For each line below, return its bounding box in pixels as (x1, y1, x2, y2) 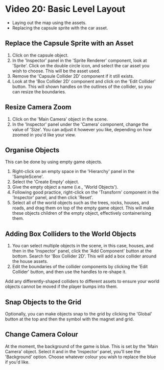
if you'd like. (5, 359, 30, 365)
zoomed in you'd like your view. (12, 132, 76, 138)
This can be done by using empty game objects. (5, 159, 103, 165)
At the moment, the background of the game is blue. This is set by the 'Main (5, 343, 158, 349)
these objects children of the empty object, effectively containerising (12, 210, 151, 216)
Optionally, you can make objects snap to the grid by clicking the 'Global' (5, 311, 153, 316)
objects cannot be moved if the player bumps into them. (5, 284, 118, 289)
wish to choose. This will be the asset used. (12, 68, 100, 74)
